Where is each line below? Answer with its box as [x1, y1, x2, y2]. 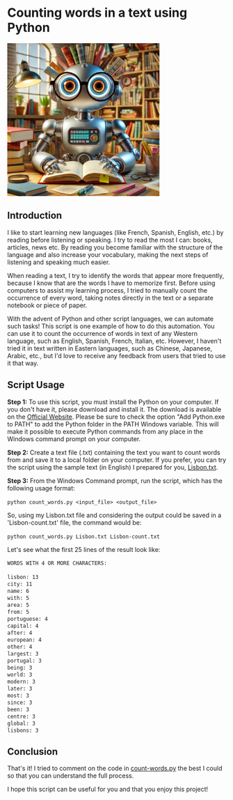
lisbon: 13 [7, 574, 39, 580]
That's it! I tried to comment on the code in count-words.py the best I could [7, 764, 223, 773]
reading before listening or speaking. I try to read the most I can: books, [7, 236, 213, 244]
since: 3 [7, 699, 33, 706]
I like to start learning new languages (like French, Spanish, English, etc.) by [7, 228, 224, 236]
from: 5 [7, 608, 30, 615]
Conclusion [7, 746, 58, 757]
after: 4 [7, 629, 33, 636]
